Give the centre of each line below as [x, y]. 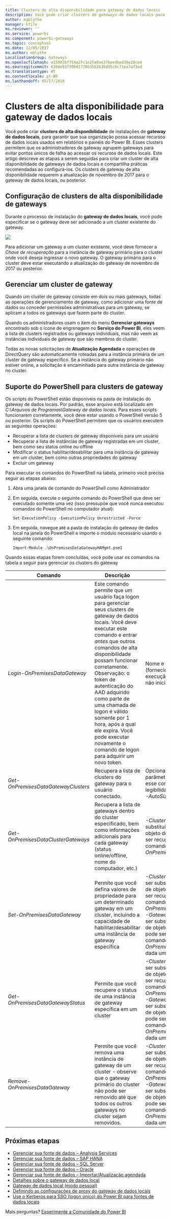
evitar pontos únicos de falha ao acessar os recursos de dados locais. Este [84, 153]
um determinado [114, 902]
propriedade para [115, 896]
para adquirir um [114, 756]
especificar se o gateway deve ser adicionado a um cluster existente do [81, 222]
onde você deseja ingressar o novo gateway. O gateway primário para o [81, 258]
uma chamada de [115, 705]
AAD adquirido [112, 693]
